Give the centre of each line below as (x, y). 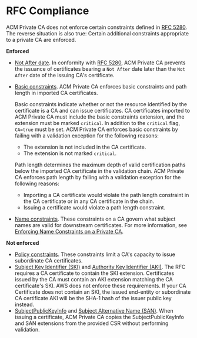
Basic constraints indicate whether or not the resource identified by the (101, 104)
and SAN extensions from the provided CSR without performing (91, 323)
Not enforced (23, 242)
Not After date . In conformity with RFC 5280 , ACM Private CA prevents (100, 63)
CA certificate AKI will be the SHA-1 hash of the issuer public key (93, 298)
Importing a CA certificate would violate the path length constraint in (106, 195)
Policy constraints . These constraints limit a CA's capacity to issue (95, 254)
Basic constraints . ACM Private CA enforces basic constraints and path (101, 86)
